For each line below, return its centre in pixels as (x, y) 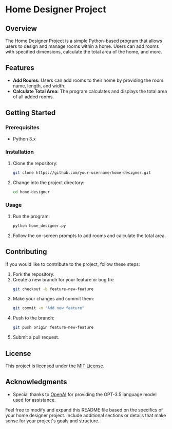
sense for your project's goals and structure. (52, 421)
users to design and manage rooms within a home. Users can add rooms (82, 46)
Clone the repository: (35, 163)
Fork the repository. (34, 274)
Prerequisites (22, 128)
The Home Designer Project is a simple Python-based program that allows (84, 41)
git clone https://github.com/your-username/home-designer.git (82, 173)
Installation (20, 152)
